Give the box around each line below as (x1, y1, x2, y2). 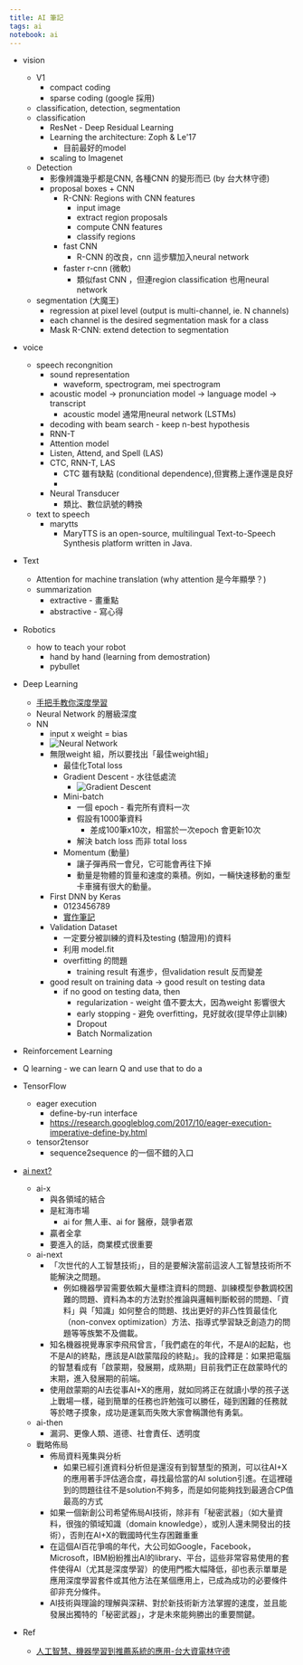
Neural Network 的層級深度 (35, 709, 137, 719)
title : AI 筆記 (9, 13, 64, 23)
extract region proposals (76, 212, 168, 223)
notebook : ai (9, 30, 59, 39)
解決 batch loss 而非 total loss (76, 836, 187, 847)
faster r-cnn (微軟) (62, 263, 132, 274)
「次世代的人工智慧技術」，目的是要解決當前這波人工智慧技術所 (49, 1260, 284, 1271)
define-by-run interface (49, 1108, 138, 1118)
